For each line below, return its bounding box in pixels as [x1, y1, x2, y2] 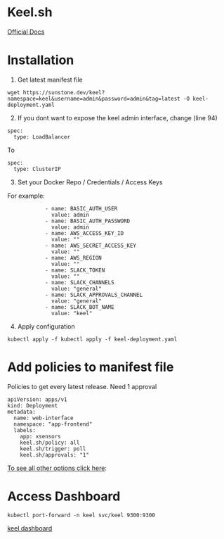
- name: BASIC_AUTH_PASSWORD [44, 217, 131, 224]
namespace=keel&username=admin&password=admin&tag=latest [7, 95, 180, 102]
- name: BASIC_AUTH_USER [44, 205, 118, 212]
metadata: [7, 408, 37, 415]
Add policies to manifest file [7, 360, 174, 375]
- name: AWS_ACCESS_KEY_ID [44, 229, 124, 236]
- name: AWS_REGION [44, 254, 102, 261]
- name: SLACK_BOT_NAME [44, 303, 114, 310]
